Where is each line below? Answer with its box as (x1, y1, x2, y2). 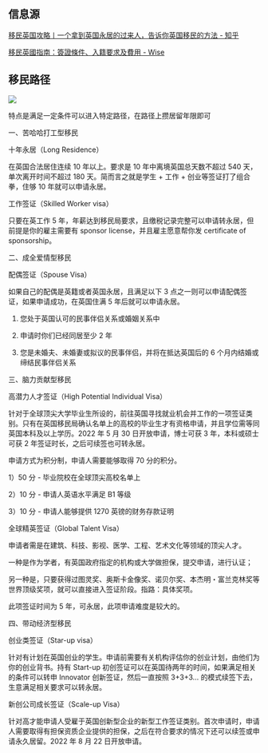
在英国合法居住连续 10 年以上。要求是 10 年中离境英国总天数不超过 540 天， (8, 161, 258, 171)
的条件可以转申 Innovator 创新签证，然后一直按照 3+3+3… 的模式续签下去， (8, 672, 257, 682)
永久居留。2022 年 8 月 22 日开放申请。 (14, 736, 146, 746)
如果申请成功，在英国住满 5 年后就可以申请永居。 (22, 297, 185, 306)
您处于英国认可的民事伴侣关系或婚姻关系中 (19, 313, 160, 323)
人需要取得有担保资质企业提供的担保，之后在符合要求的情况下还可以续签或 (8, 726, 253, 735)
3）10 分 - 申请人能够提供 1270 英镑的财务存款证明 (8, 506, 175, 516)
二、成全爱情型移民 (8, 253, 72, 262)
